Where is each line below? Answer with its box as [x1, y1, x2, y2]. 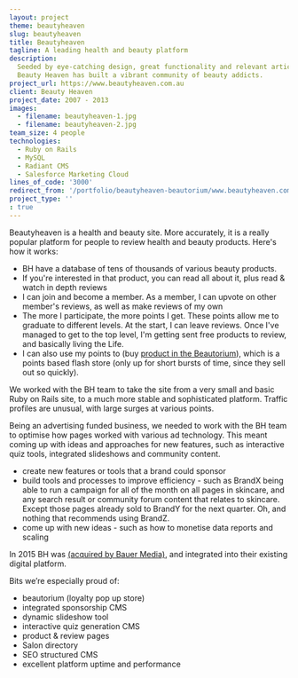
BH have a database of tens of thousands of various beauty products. [21, 263, 278, 273]
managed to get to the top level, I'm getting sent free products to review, [21, 329, 286, 340]
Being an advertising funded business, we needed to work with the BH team [9, 420, 287, 430]
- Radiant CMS [17, 162, 69, 170]
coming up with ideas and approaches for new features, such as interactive [9, 438, 286, 449]
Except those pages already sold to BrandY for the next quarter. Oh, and [21, 503, 286, 514]
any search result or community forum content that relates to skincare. [21, 493, 280, 504]
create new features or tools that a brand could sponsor [21, 465, 226, 476]
